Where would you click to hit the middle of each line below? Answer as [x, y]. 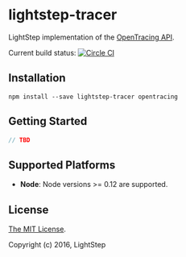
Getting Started [48, 121]
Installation [37, 78]
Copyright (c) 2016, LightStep [57, 245]
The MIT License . [37, 229]
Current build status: [42, 52]
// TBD [19, 140]
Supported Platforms [62, 165]
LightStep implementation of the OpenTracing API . [91, 37]
